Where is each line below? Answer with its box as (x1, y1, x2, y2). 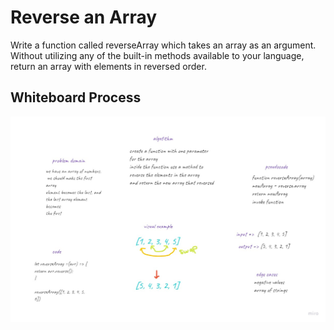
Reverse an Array (10, 6, 158, 29)
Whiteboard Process (10, 89, 142, 106)
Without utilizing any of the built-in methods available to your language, (10, 49, 305, 61)
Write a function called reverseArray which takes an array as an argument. (10, 39, 317, 51)
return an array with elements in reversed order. (10, 60, 207, 72)
